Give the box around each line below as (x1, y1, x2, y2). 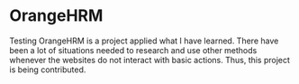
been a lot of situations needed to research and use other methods (9, 44, 258, 55)
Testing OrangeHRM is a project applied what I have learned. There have (9, 35, 279, 46)
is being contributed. (9, 64, 86, 75)
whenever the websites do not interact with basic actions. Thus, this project (9, 54, 291, 65)
